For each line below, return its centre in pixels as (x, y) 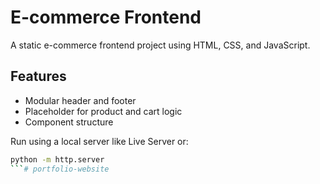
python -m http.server (57, 159)
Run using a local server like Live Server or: (99, 141)
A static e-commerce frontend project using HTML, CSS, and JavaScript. (160, 45)
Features (38, 76)
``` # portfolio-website (60, 169)
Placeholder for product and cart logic (103, 111)
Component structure (69, 122)
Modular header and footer (80, 100)
